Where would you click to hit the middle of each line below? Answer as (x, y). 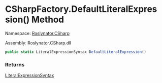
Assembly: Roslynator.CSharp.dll (38, 42)
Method (48, 20)
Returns (15, 64)
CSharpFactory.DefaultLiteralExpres (81, 9)
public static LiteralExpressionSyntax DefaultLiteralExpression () (76, 52)
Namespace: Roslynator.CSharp (37, 33)
